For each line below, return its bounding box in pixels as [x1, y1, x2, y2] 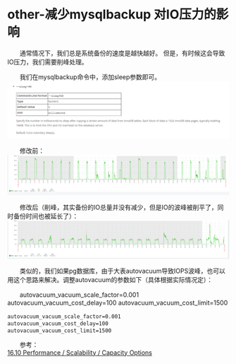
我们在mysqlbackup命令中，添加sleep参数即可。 [19, 72, 161, 81]
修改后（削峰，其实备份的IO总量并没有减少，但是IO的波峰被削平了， [19, 203, 218, 211]
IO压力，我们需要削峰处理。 [7, 57, 88, 66]
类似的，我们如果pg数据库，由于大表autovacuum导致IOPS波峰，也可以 [19, 266, 225, 275]
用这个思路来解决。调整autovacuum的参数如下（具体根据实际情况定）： [7, 275, 213, 283]
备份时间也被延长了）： [13, 211, 79, 220]
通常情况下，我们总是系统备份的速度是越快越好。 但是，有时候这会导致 [19, 49, 225, 57]
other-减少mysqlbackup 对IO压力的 [7, 6, 216, 23]
